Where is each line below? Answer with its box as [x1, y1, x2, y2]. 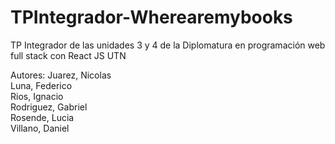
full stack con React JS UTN [10, 49, 127, 61]
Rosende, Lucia [10, 111, 75, 123]
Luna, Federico [10, 79, 73, 91]
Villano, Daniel [10, 122, 70, 134]
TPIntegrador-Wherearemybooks [10, 6, 293, 29]
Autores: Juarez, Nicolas [10, 69, 112, 81]
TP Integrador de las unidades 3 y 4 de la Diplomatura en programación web [10, 39, 326, 51]
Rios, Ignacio [10, 90, 64, 102]
